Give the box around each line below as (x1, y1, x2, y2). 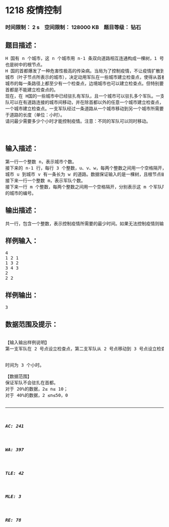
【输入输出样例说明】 (5, 339, 49, 345)
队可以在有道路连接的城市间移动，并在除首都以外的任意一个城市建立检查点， (5, 99, 164, 105)
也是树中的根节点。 (5, 61, 45, 67)
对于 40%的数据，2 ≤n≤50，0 (5, 392, 68, 398)
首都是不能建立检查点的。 (5, 86, 58, 93)
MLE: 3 (5, 494, 22, 499)
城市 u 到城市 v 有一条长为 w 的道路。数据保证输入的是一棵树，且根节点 (5, 171, 161, 177)
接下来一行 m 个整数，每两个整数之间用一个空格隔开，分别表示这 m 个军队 (5, 184, 162, 190)
